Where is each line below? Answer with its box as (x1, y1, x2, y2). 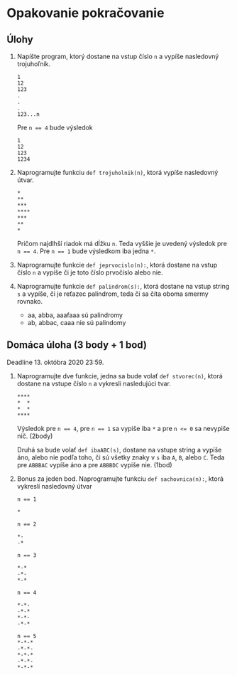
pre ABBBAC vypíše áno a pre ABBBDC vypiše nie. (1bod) (16, 460, 172, 469)
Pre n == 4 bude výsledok (16, 123, 93, 132)
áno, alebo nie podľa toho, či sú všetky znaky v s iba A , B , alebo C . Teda (16, 453, 225, 462)
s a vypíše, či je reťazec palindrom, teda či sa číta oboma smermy (16, 289, 209, 298)
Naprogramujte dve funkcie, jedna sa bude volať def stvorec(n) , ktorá (16, 371, 223, 380)
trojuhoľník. (16, 60, 51, 68)
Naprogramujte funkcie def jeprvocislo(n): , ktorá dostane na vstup (16, 261, 218, 269)
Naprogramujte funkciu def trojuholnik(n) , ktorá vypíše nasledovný (16, 169, 219, 176)
